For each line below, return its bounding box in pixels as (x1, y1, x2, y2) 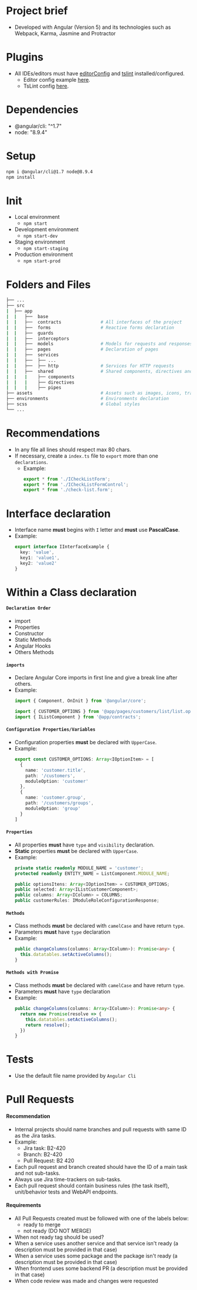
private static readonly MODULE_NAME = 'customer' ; (14, 865, 144, 871)
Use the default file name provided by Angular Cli (14, 1072, 137, 1079)
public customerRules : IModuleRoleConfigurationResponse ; (14, 898, 159, 904)
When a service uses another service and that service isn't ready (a (14, 1239, 179, 1246)
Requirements (6, 1202, 42, 1209)
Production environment (14, 251, 73, 258)
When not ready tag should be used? (14, 1234, 104, 1241)
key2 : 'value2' (20, 560, 57, 566)
